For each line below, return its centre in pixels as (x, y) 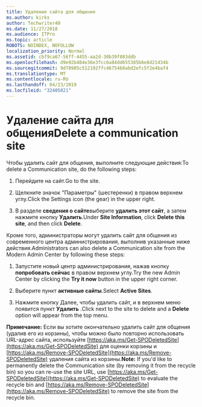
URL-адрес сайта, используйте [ (48, 339)
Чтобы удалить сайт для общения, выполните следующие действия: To (97, 162)
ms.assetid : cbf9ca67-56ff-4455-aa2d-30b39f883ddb (71, 57)
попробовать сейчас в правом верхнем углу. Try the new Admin (98, 272)
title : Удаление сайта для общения (51, 12)
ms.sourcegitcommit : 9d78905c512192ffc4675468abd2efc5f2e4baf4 (87, 68)
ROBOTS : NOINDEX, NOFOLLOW (40, 46)
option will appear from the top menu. (62, 315)
